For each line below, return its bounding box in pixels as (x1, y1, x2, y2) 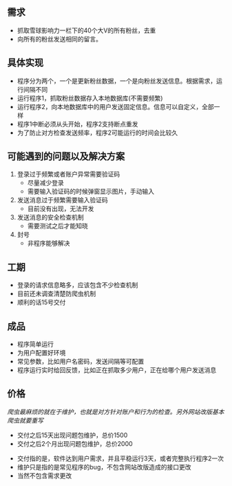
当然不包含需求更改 (17, 472, 72, 480)
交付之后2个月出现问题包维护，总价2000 (17, 439, 133, 447)
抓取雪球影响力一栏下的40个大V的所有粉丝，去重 (17, 26, 156, 35)
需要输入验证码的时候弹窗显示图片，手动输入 (27, 187, 155, 195)
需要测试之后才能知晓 (27, 222, 88, 230)
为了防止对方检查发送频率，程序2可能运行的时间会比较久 (17, 128, 178, 137)
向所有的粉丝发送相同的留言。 (17, 35, 102, 43)
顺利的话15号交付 (17, 298, 66, 307)
